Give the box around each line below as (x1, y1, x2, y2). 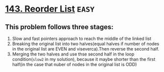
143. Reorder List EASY (5, 3, 94, 15)
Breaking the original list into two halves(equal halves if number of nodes (12, 41, 160, 47)
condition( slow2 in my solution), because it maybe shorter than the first (12, 56, 156, 62)
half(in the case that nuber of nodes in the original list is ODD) (12, 62, 137, 67)
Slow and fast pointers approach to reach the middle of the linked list (12, 36, 152, 41)
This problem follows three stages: (5, 23, 114, 31)
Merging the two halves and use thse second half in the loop (12, 51, 135, 57)
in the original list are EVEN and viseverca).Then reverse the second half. (12, 46, 160, 52)
